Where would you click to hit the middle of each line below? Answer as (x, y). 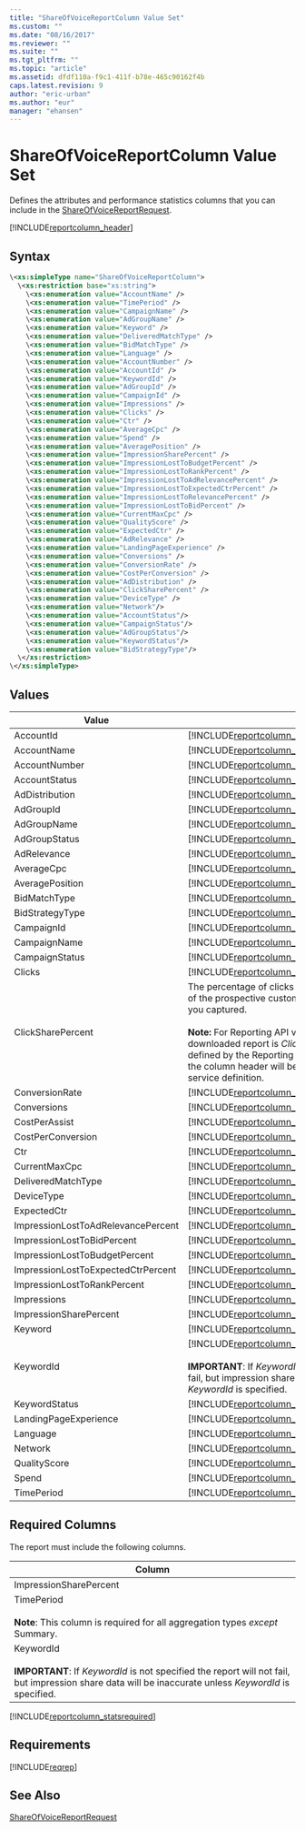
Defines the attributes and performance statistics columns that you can (143, 200)
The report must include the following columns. (98, 1546)
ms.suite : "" (34, 52)
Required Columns (63, 1525)
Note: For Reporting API (238, 1031)
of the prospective (226, 998)
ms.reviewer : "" (40, 43)
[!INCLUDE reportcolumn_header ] (71, 227)
